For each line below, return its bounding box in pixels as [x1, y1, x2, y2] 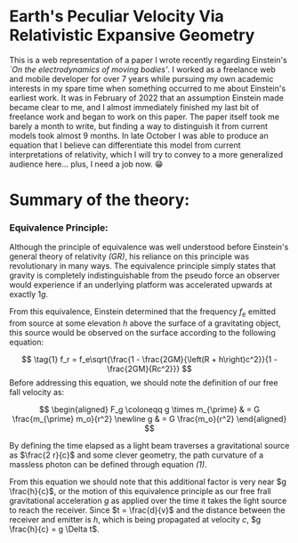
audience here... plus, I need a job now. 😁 [9, 158, 164, 169]
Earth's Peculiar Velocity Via [9, 6, 224, 27]
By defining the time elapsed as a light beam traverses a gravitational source [9, 441, 290, 451]
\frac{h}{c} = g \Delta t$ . [9, 523, 100, 535]
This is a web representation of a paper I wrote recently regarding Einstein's [9, 54, 287, 65]
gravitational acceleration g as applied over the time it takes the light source [9, 496, 287, 507]
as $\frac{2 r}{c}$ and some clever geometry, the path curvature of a [9, 450, 264, 460]
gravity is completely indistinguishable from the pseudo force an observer [9, 270, 280, 281]
